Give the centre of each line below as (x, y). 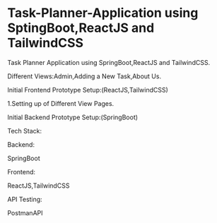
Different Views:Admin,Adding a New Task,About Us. (84, 76)
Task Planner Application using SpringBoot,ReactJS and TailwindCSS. (109, 62)
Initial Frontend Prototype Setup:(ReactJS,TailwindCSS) (88, 90)
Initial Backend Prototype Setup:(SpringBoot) (73, 117)
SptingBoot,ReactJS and (81, 28)
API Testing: (25, 199)
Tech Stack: (25, 131)
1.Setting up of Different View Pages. (61, 103)
